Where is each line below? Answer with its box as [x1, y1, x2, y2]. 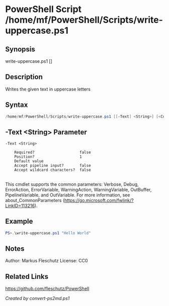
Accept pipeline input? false [14, 163, 92, 168]
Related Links [5, 272, 49, 281]
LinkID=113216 [5, 202, 35, 209]
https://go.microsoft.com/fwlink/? [64, 197, 134, 203]
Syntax [5, 100, 28, 109]
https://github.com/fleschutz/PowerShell [5, 285, 90, 292]
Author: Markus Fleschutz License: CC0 [5, 258, 88, 264]
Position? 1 [14, 154, 82, 159]
